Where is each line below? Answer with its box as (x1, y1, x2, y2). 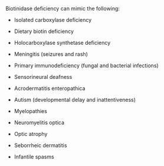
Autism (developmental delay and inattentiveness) (14, 97, 136, 103)
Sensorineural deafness (14, 74, 73, 80)
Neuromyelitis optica (14, 119, 65, 126)
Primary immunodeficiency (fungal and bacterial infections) (14, 62, 159, 69)
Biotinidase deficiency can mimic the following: (5, 5, 120, 12)
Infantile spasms (14, 153, 54, 160)
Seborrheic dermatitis (14, 142, 67, 149)
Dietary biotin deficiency (14, 28, 74, 35)
